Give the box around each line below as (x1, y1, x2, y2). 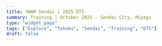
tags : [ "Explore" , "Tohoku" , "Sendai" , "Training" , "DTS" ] (6, 25, 157, 32)
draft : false (6, 31, 39, 37)
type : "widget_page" (6, 20, 58, 26)
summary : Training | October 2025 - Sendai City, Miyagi (6, 14, 152, 20)
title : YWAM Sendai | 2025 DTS (6, 8, 85, 15)
